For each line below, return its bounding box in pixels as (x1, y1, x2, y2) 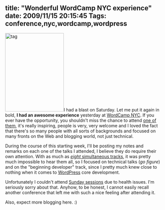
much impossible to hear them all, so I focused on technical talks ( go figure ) (5, 159, 160, 165)
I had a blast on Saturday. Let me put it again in (63, 106, 160, 112)
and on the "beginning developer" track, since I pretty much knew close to (5, 164, 157, 170)
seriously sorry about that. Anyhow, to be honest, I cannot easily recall (5, 184, 149, 190)
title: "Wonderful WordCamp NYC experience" (5, 4, 152, 12)
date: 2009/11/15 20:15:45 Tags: (5, 12, 107, 20)
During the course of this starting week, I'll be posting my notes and (5, 143, 144, 149)
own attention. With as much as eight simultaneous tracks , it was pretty (5, 153, 151, 159)
